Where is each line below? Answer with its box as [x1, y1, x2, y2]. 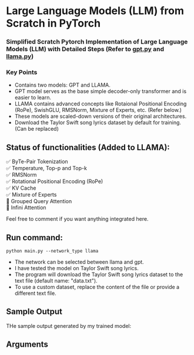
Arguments [6, 340, 49, 350]
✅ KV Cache [6, 184, 36, 192]
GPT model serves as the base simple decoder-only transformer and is [14, 88, 187, 95]
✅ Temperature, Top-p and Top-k [6, 165, 87, 172]
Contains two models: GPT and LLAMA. [14, 81, 111, 89]
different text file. [14, 290, 57, 297]
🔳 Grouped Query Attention [6, 198, 72, 205]
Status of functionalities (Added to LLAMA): [6, 142, 170, 152]
